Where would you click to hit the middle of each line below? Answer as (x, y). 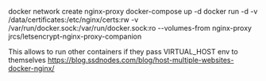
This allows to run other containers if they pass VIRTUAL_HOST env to (123, 52)
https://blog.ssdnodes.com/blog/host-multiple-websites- (141, 60)
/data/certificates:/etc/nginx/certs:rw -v (73, 20)
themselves (27, 60)
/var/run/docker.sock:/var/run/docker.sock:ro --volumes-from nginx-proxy (130, 28)
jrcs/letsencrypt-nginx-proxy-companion (75, 36)
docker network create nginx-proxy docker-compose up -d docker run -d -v (133, 11)
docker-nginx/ (31, 68)
